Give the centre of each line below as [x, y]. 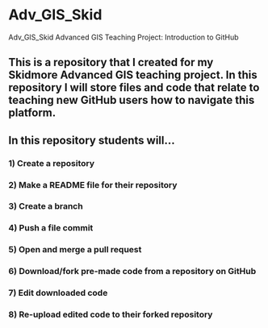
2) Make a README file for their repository [93, 185]
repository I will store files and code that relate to [134, 87]
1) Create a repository [52, 163]
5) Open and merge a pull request [75, 250]
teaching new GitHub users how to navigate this [132, 100]
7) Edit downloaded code [58, 293]
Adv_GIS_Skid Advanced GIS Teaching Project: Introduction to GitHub [124, 37]
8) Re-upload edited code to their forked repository [111, 314]
